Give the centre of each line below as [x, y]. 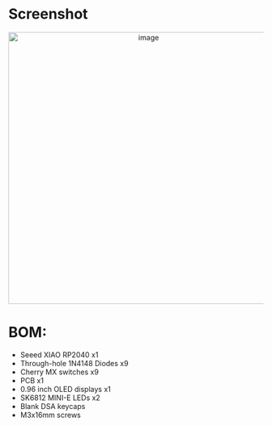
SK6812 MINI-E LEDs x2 [60, 398]
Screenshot [48, 14]
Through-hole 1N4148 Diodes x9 [74, 363]
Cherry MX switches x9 [59, 372]
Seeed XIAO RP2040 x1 [59, 354]
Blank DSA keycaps [53, 406]
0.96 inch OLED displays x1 [65, 389]
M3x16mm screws [50, 415]
